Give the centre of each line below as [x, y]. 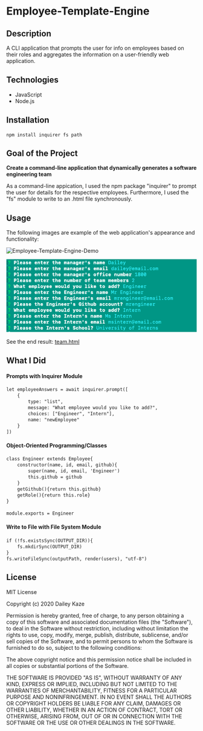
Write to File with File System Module [54, 527]
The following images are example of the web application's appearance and [101, 233]
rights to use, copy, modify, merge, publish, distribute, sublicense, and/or [97, 635]
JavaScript [28, 95]
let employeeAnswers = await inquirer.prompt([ [67, 390]
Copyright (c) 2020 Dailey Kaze [45, 604]
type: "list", [46, 402]
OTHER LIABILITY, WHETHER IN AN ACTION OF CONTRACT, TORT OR [94, 710]
